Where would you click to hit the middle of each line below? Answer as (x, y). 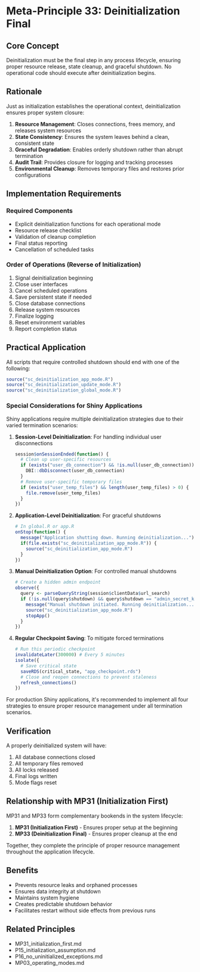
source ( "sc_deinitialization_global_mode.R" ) (64, 390)
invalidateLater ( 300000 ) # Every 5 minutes (70, 655)
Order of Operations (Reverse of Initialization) (74, 265)
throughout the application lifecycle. (50, 852)
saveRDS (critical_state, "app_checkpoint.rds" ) (81, 672)
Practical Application (46, 347)
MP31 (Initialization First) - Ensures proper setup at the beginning (96, 827)
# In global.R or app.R (44, 527)
